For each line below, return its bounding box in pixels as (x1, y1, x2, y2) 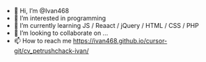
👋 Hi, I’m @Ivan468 (13, 7, 70, 15)
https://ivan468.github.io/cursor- (72, 37, 168, 45)
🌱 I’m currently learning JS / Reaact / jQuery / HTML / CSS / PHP (13, 22, 200, 29)
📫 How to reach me (13, 37, 72, 45)
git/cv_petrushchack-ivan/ (13, 47, 89, 55)
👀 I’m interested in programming (13, 14, 106, 22)
